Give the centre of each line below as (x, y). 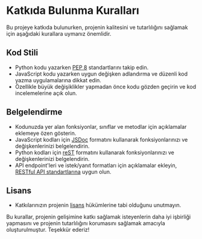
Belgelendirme (34, 112)
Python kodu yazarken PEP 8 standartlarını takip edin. (82, 67)
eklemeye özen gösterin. (46, 133)
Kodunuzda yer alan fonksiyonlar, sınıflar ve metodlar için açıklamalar (101, 126)
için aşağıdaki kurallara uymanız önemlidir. (59, 33)
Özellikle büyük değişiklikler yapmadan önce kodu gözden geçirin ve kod (106, 87)
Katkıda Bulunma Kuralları (73, 11)
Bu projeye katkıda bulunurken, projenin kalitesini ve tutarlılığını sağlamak (97, 27)
